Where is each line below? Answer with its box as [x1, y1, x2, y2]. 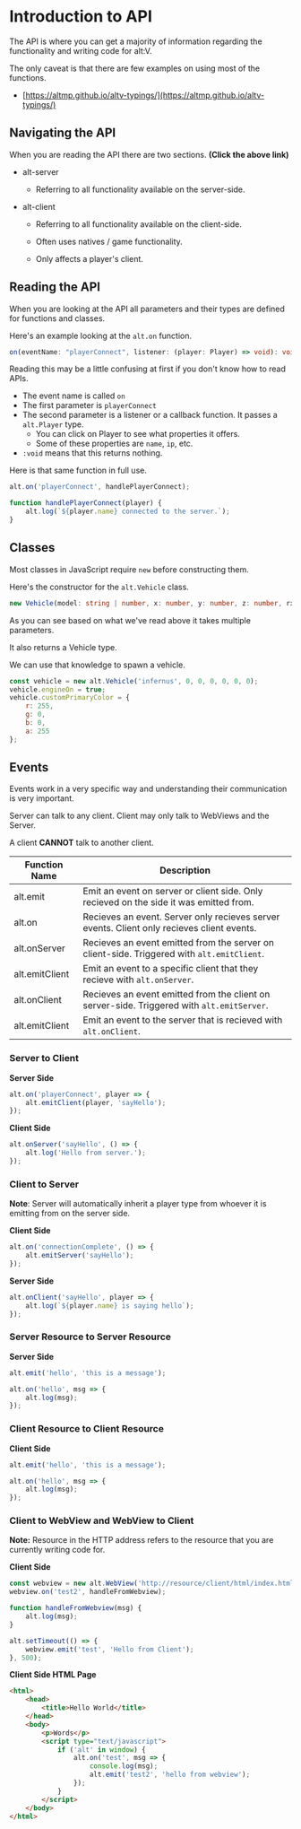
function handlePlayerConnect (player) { [9, 499, 163, 508]
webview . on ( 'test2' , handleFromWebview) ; [9, 1588, 167, 1597]
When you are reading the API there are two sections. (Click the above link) [9, 149, 289, 160]
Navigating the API [9, 126, 116, 141]
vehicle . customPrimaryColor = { [9, 693, 130, 702]
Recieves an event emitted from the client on [82, 989, 271, 1001]
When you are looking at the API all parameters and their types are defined [9, 303, 285, 314]
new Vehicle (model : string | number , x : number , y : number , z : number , [9, 598, 283, 607]
